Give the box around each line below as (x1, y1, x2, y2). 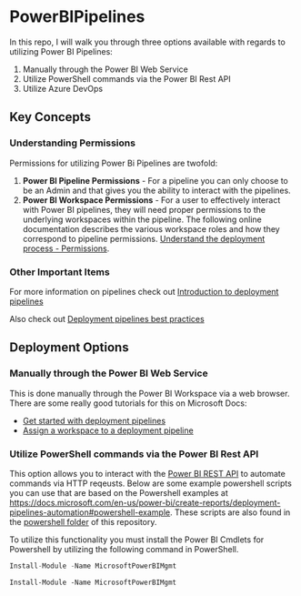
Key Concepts (9, 109, 91, 125)
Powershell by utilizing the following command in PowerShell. (9, 543, 239, 554)
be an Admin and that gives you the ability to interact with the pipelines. (22, 185, 291, 196)
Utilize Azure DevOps (22, 83, 103, 94)
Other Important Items (9, 266, 111, 278)
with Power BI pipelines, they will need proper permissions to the (22, 204, 266, 215)
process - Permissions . (22, 243, 110, 254)
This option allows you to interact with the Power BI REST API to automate (9, 468, 286, 479)
